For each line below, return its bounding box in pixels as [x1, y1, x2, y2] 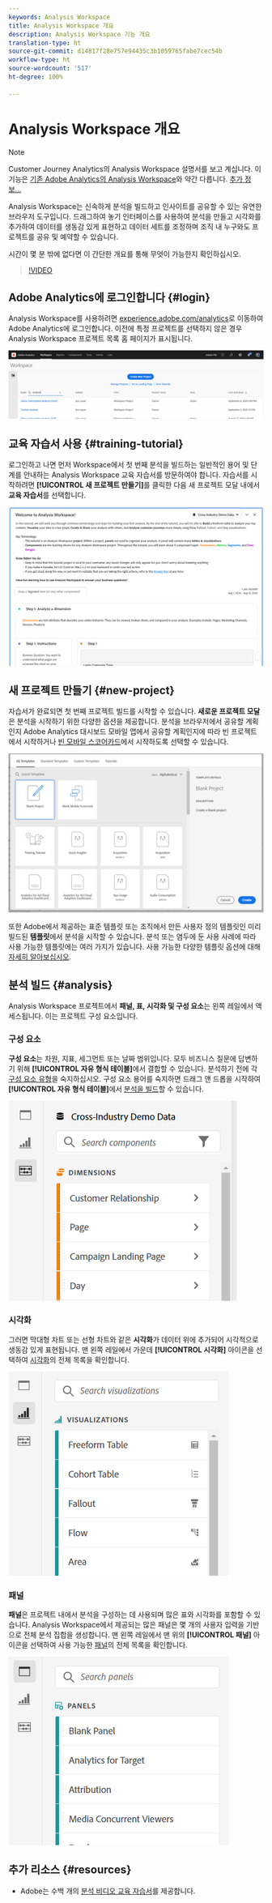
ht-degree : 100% [8, 73, 63, 81]
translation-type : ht [8, 39, 82, 47]
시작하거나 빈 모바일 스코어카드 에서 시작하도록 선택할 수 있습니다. [23, 737, 229, 747]
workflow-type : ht [8, 56, 70, 64]
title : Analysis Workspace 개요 [8, 21, 115, 30]
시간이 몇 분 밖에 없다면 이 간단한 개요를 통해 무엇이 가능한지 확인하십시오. [8, 249, 241, 258]
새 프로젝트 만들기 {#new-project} [8, 683, 176, 697]
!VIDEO [28, 265, 53, 275]
